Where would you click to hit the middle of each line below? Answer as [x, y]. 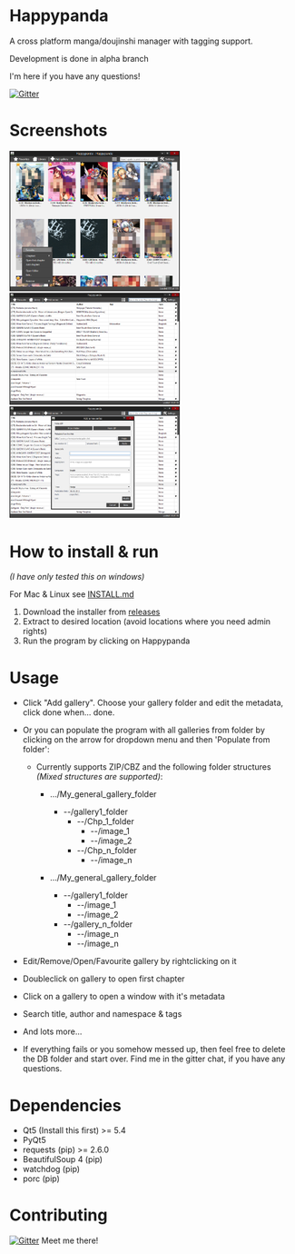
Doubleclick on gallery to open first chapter [103, 979]
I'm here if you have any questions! [75, 76]
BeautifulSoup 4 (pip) [62, 1159]
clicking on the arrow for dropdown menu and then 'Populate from [146, 740]
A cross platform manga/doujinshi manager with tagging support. [131, 41]
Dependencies [65, 1105]
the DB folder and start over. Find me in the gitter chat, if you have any [154, 1059]
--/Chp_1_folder [105, 821]
